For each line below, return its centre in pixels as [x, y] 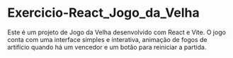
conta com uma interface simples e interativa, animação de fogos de [107, 39]
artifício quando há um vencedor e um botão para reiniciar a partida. [107, 47]
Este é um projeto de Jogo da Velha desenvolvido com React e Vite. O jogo [117, 32]
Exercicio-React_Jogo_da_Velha [103, 13]
